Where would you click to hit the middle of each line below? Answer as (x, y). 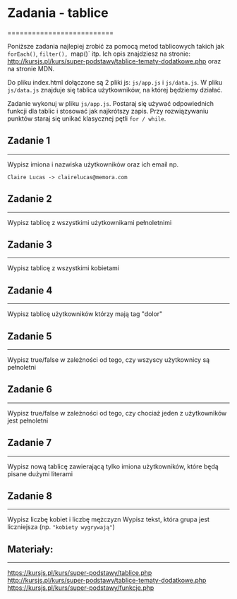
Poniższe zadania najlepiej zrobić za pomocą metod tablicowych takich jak (116, 46)
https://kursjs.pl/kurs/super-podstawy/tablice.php (80, 573)
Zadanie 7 (30, 443)
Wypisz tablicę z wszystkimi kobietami (63, 268)
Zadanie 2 (30, 199)
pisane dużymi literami (40, 473)
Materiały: (30, 549)
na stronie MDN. (31, 68)
